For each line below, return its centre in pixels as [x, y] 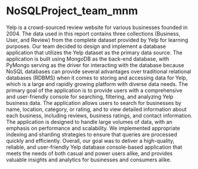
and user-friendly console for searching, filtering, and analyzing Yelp [90, 97]
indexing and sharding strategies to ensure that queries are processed [92, 134]
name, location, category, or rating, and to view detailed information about [97, 109]
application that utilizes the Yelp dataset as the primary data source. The [94, 52]
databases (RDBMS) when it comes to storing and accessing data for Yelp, [97, 78]
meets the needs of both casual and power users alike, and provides [90, 153]
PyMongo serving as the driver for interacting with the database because [95, 65]
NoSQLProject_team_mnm [72, 11]
